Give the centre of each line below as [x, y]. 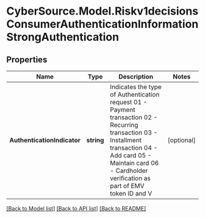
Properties [27, 59]
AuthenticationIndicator [45, 140]
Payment [122, 110]
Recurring [124, 125]
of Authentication [135, 94]
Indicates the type [135, 87]
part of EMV [127, 186]
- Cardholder [129, 171]
